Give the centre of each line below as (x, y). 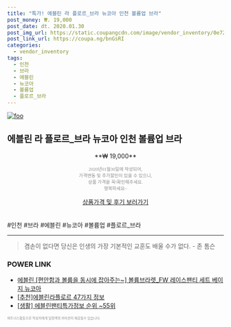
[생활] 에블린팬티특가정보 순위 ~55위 (66, 306)
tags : (15, 58)
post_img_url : (27, 33)
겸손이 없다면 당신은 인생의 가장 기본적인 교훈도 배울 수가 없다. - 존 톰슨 (119, 246)
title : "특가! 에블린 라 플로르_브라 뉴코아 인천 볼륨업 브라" (84, 13)
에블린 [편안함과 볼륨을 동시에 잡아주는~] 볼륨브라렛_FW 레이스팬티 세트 (114, 280)
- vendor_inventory (41, 52)
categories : (24, 45)
